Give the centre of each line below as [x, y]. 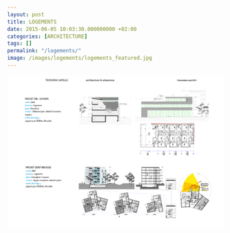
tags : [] [20, 44]
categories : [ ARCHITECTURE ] [48, 36]
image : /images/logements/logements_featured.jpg [80, 58]
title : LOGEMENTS [32, 22]
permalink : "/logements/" [44, 51]
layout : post [26, 14]
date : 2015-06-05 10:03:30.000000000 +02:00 [72, 29]
